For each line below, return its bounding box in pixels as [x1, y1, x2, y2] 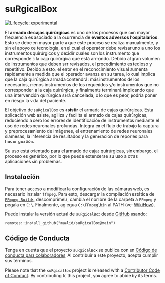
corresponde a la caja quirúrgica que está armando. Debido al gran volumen [5, 55, 160, 61]
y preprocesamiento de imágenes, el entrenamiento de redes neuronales [5, 128, 153, 134]
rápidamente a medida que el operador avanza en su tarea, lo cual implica [5, 71, 156, 77]
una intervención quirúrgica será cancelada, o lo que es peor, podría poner [5, 92, 157, 98]
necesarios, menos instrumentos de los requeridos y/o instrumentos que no [5, 81, 159, 87]
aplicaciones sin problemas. [5, 158, 62, 164]
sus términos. [5, 257, 33, 263]
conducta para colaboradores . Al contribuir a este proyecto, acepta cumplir [5, 252, 158, 258]
